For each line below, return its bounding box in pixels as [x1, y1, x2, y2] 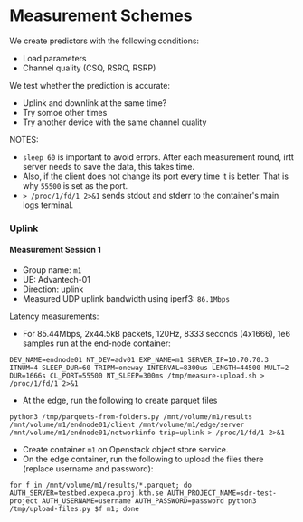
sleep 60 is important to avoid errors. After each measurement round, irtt [22, 151, 294, 163]
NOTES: [9, 134, 39, 144]
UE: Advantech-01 [22, 275, 90, 285]
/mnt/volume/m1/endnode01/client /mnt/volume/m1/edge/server [9, 421, 245, 430]
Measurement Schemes [9, 5, 193, 26]
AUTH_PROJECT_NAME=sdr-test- [166, 489, 278, 498]
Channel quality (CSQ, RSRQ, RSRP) [22, 62, 156, 73]
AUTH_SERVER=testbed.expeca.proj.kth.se [9, 489, 165, 498]
